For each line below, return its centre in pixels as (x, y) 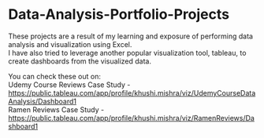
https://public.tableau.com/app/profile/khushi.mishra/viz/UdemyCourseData (132, 93)
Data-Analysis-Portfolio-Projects (119, 15)
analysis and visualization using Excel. (70, 44)
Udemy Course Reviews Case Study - (69, 85)
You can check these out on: (54, 76)
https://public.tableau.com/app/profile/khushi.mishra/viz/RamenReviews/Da (131, 118)
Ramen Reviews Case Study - (56, 109)
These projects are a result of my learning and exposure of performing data (131, 36)
